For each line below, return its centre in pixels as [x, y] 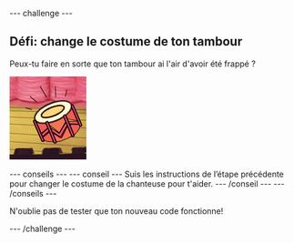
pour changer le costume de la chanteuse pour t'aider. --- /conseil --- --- [147, 183]
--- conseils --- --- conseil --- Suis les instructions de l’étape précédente [147, 174]
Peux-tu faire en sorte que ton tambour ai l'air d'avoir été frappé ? [133, 64]
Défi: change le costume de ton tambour [126, 41]
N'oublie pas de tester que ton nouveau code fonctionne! [117, 211]
